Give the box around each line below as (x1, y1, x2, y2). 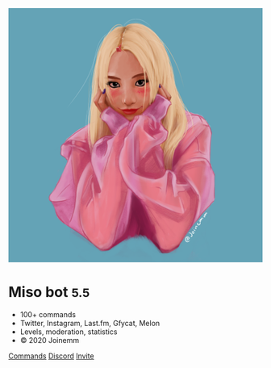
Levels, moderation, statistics (19, 327, 118, 337)
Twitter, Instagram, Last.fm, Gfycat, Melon (19, 318, 161, 328)
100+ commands (19, 309, 77, 319)
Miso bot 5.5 (8, 283, 90, 302)
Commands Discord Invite (8, 351, 94, 361)
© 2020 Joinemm (19, 335, 79, 345)
